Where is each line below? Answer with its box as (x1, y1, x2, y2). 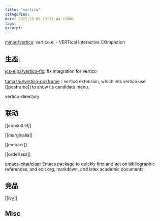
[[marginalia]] (5, 132, 33, 138)
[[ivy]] (5, 195, 18, 201)
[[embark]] (5, 141, 27, 147)
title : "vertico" (5, 7, 41, 12)
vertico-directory (5, 93, 40, 99)
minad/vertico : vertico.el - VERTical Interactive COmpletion (5, 39, 125, 45)
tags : (5, 21, 16, 26)
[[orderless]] (5, 151, 31, 157)
